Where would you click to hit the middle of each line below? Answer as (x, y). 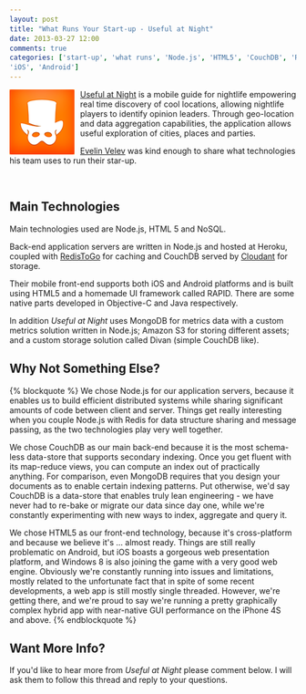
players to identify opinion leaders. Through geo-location (187, 114)
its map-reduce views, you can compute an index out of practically (135, 466)
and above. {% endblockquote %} (73, 619)
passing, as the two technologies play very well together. (116, 430)
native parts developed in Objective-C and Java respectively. (124, 303)
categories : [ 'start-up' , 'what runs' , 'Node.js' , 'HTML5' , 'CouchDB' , (148, 58)
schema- (272, 447)
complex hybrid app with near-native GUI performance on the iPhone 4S (145, 610)
